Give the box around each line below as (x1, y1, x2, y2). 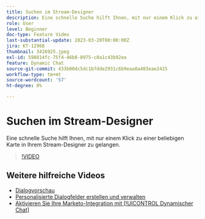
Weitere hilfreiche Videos (6, 170, 106, 181)
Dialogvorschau (15, 187, 55, 194)
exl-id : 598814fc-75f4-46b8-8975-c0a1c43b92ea (6, 54, 127, 60)
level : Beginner (6, 26, 48, 32)
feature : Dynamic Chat (6, 60, 64, 66)
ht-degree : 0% (6, 83, 43, 89)
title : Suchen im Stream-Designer (6, 9, 95, 15)
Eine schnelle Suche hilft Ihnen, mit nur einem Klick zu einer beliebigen (6, 134, 184, 142)
